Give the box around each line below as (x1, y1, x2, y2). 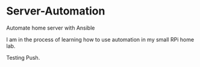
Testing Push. (6, 54, 40, 61)
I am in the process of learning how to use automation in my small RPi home (6, 36, 195, 43)
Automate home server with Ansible (6, 24, 95, 31)
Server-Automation (6, 4, 105, 18)
